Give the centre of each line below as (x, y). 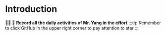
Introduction (31, 9)
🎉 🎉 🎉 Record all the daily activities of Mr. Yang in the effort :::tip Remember (83, 23)
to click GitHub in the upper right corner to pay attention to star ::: (72, 28)
